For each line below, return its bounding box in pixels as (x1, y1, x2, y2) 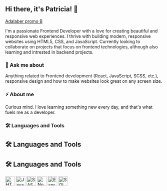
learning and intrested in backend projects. (5, 49, 93, 55)
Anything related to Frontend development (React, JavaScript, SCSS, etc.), (5, 73, 158, 79)
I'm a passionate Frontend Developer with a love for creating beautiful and (5, 28, 158, 34)
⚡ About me (5, 91, 34, 98)
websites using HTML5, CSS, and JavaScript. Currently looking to (5, 38, 140, 44)
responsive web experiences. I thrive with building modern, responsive (5, 33, 151, 39)
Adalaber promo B (5, 18, 43, 24)
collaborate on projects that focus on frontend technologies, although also (5, 43, 158, 50)
